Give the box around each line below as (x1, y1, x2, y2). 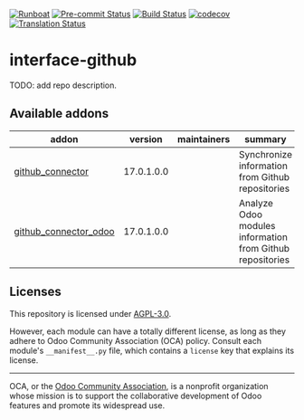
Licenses (9, 284, 62, 300)
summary (243, 132, 287, 145)
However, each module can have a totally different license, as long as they (9, 326, 287, 337)
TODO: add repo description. (9, 80, 118, 91)
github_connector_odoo (14, 224, 115, 237)
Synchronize (238, 148, 292, 160)
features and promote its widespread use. (9, 399, 166, 411)
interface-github (9, 50, 138, 71)
